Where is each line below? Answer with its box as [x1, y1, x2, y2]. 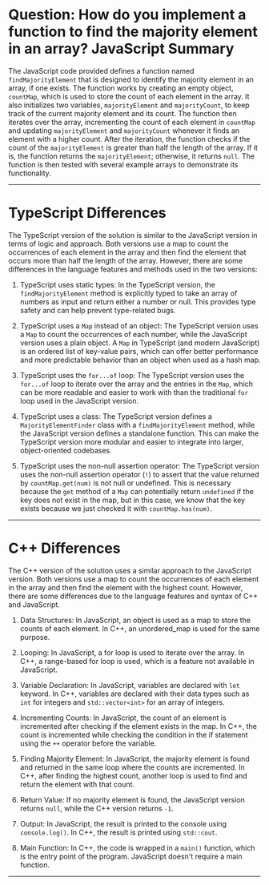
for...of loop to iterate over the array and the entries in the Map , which [19, 379, 254, 388]
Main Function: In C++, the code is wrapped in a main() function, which [19, 843, 255, 852]
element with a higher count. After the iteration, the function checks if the [8, 134, 251, 143]
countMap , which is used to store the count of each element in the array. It [8, 91, 250, 101]
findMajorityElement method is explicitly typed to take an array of [19, 288, 238, 298]
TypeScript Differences [8, 204, 167, 222]
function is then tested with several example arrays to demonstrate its [8, 159, 239, 169]
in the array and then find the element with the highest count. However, [8, 582, 243, 592]
